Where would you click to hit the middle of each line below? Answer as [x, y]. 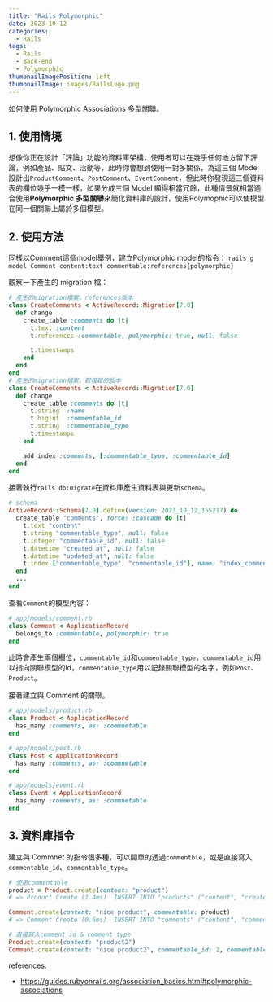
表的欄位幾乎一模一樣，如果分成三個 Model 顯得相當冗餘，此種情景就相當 [131, 188]
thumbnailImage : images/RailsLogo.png [74, 84]
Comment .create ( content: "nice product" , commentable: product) [119, 912]
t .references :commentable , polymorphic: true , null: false [134, 336]
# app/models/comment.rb [50, 618]
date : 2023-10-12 [38, 24]
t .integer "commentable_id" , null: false [94, 541]
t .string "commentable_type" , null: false [96, 533]
